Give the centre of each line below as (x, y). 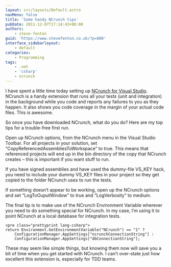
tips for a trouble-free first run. (38, 127)
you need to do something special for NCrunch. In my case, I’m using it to (82, 210)
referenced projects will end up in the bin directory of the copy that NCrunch (86, 154)
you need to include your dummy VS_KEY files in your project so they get (82, 174)
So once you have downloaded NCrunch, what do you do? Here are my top (84, 122)
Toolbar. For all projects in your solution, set (51, 143)
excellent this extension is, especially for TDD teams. (61, 259)
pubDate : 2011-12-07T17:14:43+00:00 (44, 24)
